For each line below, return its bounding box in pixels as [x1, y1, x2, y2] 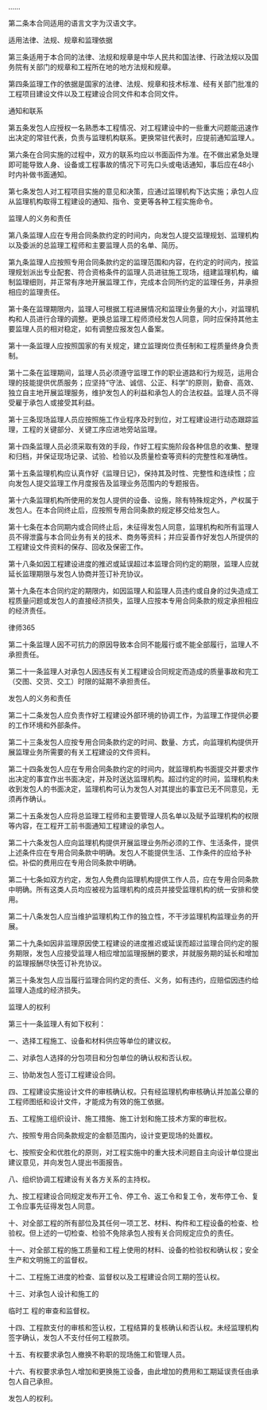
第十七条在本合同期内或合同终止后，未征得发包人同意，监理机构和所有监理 [8, 523, 252, 531]
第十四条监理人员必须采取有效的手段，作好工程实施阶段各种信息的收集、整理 [8, 441, 259, 451]
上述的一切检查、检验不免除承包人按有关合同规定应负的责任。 [35, 1228, 238, 1237]
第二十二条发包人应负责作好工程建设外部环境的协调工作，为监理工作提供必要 [8, 711, 259, 719]
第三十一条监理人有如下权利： [8, 1019, 106, 1028]
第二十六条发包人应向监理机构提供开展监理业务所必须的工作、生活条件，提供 [8, 838, 259, 847]
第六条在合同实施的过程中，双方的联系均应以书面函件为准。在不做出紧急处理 [8, 150, 259, 159]
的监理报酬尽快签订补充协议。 [8, 958, 106, 968]
